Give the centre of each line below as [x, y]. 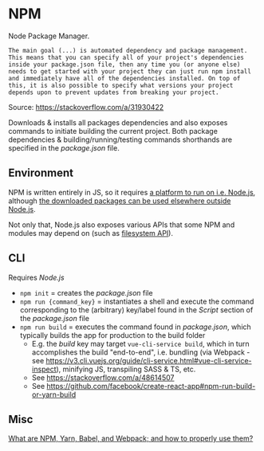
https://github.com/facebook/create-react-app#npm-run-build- [151, 386]
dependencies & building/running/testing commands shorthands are [120, 139]
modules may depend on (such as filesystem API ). [91, 233]
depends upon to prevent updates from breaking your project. [114, 92]
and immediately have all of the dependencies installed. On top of [124, 78]
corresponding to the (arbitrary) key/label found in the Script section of [136, 310]
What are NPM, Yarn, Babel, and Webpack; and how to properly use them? [131, 438]
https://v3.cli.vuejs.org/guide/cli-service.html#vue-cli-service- [149, 360]
